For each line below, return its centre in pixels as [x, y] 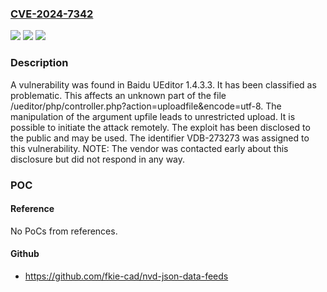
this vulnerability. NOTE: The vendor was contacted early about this [149, 148]
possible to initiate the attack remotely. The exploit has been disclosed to [160, 127]
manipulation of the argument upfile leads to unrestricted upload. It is [153, 116]
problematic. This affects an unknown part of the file [118, 95]
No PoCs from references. [64, 231]
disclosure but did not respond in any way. [98, 159]
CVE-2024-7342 [52, 14]
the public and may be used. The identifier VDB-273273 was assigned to [160, 138]
